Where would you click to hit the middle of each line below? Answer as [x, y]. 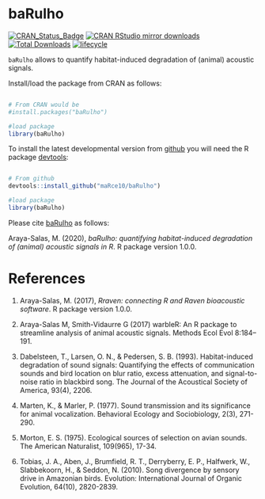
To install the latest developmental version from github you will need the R [129, 149]
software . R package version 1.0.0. [76, 309]
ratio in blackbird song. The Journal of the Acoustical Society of [143, 382]
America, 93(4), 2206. [56, 390]
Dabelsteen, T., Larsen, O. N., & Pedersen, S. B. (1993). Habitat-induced [136, 356]
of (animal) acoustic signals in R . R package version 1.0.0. [102, 246]
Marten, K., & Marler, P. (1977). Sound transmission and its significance [135, 406]
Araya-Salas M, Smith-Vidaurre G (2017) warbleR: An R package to [128, 324]
